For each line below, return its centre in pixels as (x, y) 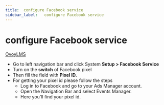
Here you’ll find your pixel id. (50, 97)
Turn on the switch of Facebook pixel (52, 70)
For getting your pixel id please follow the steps (63, 80)
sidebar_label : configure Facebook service (54, 15)
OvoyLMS (16, 54)
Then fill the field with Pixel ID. (45, 75)
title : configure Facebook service (44, 10)
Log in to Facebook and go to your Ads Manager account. (81, 86)
